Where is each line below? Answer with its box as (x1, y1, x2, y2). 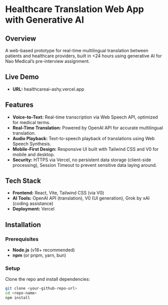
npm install (5, 295, 30, 300)
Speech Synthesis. (12, 141, 52, 147)
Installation (5, 220, 41, 229)
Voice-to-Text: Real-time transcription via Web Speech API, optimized (12, 114, 158, 120)
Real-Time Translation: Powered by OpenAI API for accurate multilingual (12, 125, 163, 131)
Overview (5, 34, 37, 43)
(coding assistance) (12, 200, 54, 207)
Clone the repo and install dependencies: (5, 276, 90, 282)
